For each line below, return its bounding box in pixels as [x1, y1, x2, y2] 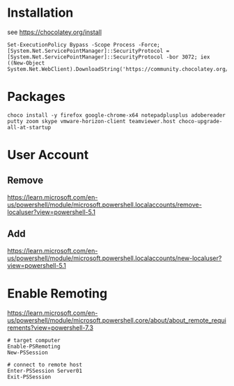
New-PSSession [7, 349, 49, 356]
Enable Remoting [7, 285, 108, 301]
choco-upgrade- [178, 118, 223, 124]
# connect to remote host [7, 361, 82, 368]
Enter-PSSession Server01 [7, 367, 82, 374]
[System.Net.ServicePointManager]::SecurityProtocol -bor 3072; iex [7, 54, 210, 61]
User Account [7, 147, 89, 163]
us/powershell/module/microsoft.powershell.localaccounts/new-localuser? [7, 254, 222, 262]
